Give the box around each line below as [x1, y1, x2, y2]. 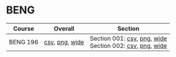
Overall [53, 24, 75, 33]
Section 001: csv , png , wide [90, 34, 167, 42]
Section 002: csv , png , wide [90, 41, 167, 49]
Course [13, 24, 35, 33]
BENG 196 [9, 38, 39, 46]
